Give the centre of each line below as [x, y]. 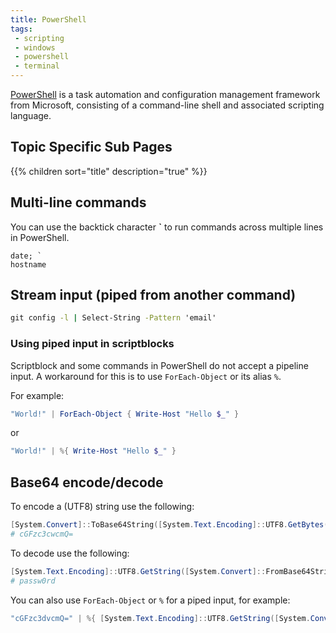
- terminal [37, 66]
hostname [28, 264]
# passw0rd [33, 581]
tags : [21, 29]
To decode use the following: [70, 553]
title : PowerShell [48, 19]
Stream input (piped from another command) [153, 295]
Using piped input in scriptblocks [92, 344]
